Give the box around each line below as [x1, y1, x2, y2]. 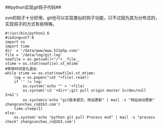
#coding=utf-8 [5, 35, 34, 40]
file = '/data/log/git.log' [5, 52, 63, 57]
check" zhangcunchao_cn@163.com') [5, 119, 76, 124]
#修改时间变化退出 [5, 66, 37, 71]
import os [5, 40, 26, 44]
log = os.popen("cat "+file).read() [14, 75, 90, 80]
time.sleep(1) [14, 106, 43, 111]
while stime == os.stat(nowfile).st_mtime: [5, 71, 96, 76]
